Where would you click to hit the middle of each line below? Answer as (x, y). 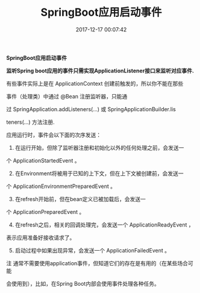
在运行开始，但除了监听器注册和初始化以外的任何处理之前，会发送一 (99, 147)
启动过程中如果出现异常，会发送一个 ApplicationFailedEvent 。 (92, 250)
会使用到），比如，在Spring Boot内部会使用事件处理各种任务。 (83, 283)
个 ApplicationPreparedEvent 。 (45, 211)
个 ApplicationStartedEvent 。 (43, 160)
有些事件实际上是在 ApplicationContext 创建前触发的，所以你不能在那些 (95, 83)
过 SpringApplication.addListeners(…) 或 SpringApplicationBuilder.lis (91, 109)
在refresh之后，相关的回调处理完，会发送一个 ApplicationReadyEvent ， (104, 225)
